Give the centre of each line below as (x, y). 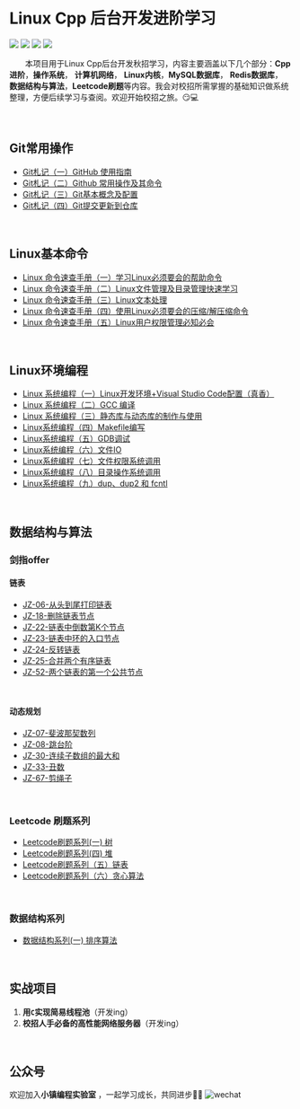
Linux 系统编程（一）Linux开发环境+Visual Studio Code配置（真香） (148, 394)
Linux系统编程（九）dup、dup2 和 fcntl (95, 484)
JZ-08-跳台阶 (48, 744)
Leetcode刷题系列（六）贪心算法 (83, 876)
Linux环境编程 (49, 370)
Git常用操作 (41, 149)
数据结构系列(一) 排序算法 (70, 940)
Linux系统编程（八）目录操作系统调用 (92, 472)
